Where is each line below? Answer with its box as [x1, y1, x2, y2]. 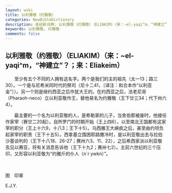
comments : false [5, 31, 40, 36]
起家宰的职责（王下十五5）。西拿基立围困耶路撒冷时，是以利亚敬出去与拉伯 [5, 131, 163, 137]
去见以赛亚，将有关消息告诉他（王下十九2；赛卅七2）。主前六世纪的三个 [5, 144, 157, 150]
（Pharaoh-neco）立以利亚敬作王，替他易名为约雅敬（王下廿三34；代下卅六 [5, 95, 167, 101]
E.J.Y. [5, 182, 17, 188]
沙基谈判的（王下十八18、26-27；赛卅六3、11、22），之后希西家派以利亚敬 [5, 138, 163, 144]
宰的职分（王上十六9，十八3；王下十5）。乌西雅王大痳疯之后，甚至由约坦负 [5, 125, 164, 131]
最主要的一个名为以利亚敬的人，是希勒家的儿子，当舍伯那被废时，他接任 [14, 112, 167, 118]
